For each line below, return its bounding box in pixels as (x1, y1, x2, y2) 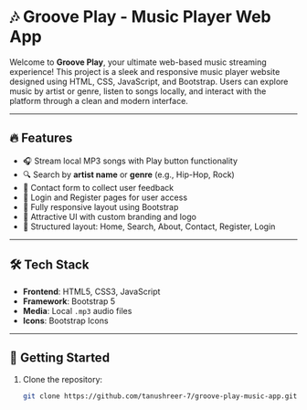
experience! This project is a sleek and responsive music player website (9, 66, 281, 77)
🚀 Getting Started (9, 350, 111, 365)
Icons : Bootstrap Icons (22, 315, 109, 326)
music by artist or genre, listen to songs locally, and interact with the (9, 85, 267, 97)
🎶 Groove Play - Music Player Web (9, 6, 271, 27)
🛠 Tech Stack (9, 258, 90, 273)
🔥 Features (9, 131, 73, 146)
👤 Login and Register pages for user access (22, 192, 188, 203)
